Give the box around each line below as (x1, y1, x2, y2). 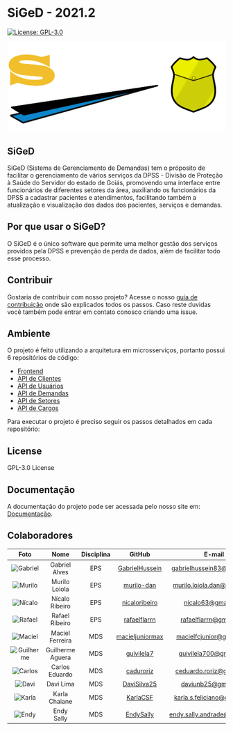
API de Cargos (17, 404, 59, 412)
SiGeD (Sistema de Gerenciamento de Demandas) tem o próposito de (7, 164, 206, 172)
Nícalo (51, 595, 70, 603)
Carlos (51, 663, 71, 671)
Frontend (17, 367, 44, 375)
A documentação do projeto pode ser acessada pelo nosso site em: (7, 503, 201, 511)
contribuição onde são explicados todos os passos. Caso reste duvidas (7, 300, 212, 308)
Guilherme (45, 645, 76, 654)
